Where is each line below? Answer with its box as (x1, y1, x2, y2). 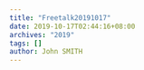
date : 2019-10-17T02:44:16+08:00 (9, 22, 136, 31)
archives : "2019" (9, 30, 75, 39)
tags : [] (9, 38, 43, 48)
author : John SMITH (9, 47, 83, 56)
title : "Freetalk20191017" (9, 13, 111, 23)
